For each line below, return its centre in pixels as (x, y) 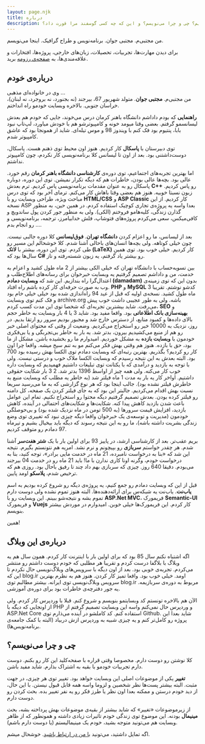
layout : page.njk (29, 12)
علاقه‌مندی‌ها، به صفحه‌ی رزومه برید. (47, 59)
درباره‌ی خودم (30, 77)
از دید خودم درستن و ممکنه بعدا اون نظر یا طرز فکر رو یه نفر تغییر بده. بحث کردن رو (102, 691)
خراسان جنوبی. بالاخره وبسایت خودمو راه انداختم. (63, 105)
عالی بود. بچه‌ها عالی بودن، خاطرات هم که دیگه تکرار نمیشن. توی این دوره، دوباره (99, 179)
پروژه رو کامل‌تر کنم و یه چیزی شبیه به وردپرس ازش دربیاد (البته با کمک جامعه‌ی (97, 620)
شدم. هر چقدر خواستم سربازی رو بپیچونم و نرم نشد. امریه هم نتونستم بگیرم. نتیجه (100, 447)
